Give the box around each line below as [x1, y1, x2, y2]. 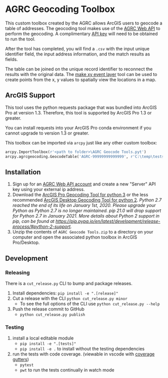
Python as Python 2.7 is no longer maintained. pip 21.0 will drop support [12, 207, 161, 213]
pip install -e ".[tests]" [19, 341, 76, 346]
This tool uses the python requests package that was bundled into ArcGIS [5, 104, 157, 110]
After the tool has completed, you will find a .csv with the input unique [5, 45, 150, 51]
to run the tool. [5, 36, 36, 42]
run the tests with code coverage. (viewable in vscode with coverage [12, 351, 155, 357]
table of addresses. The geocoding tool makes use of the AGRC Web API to [5, 25, 160, 31]
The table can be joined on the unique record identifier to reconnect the [5, 66, 153, 72]
